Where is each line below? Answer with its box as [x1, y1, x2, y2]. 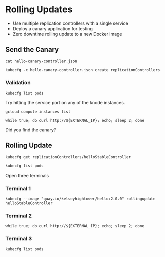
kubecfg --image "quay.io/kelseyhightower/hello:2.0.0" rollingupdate [5, 196, 156, 202]
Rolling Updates [5, 4, 73, 15]
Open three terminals [5, 172, 49, 178]
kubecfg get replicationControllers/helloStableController [5, 154, 131, 159]
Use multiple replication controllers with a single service [12, 20, 129, 26]
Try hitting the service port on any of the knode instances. [5, 100, 125, 106]
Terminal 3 [5, 235, 32, 242]
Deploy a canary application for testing [12, 25, 93, 31]
